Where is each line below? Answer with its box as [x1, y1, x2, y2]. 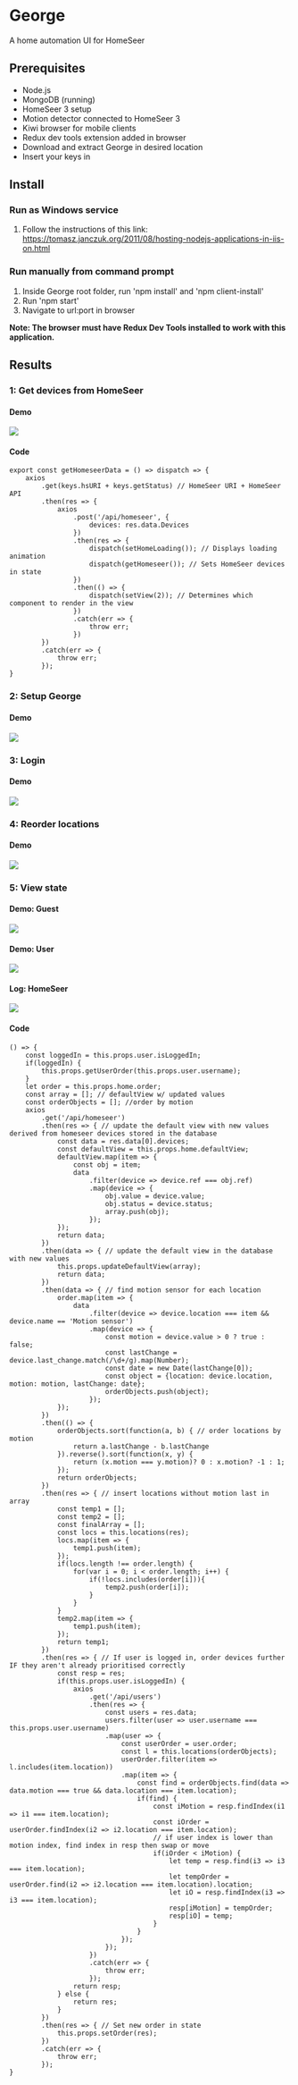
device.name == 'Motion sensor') [9, 1316, 134, 1326]
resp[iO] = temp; [169, 1911, 234, 1920]
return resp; [72, 1981, 122, 1990]
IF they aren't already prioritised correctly [9, 1660, 186, 1670]
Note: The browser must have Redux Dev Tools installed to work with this [9, 322, 286, 333]
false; [9, 1340, 34, 1349]
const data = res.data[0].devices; [56, 1136, 190, 1145]
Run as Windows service [9, 204, 119, 216]
